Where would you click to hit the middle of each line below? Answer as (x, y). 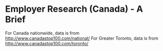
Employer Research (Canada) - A (74, 9)
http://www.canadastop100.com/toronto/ (47, 43)
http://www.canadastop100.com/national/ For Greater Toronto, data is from (82, 38)
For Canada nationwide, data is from (42, 33)
